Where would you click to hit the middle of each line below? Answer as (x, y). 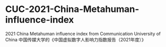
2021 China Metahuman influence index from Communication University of (83, 33)
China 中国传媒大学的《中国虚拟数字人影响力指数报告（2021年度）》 (76, 39)
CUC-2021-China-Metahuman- (72, 9)
